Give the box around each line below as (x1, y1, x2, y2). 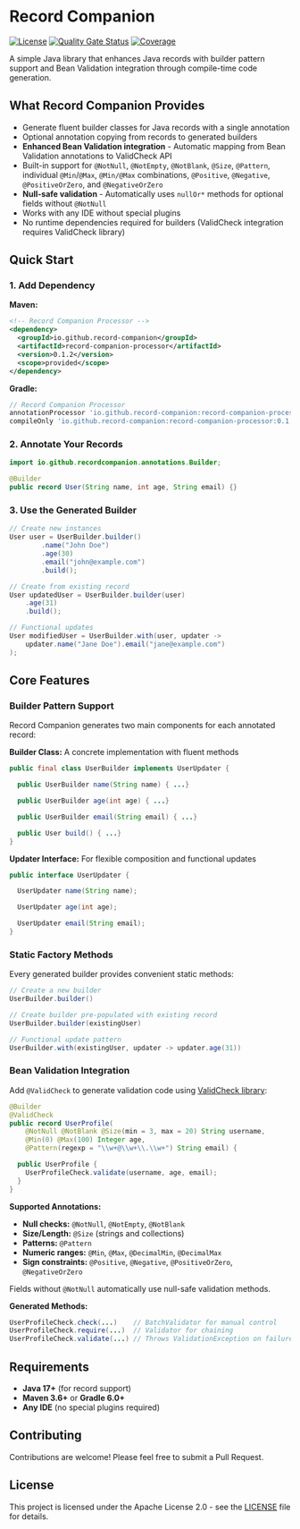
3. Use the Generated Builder (9, 504, 137, 516)
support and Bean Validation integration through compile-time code (9, 63, 257, 73)
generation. (9, 72, 52, 82)
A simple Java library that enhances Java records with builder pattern (9, 53, 265, 64)
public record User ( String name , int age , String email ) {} (9, 483, 238, 492)
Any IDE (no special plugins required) (21, 1402, 161, 1413)
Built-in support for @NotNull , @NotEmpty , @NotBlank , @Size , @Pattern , (21, 159, 271, 171)
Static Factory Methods (9, 948, 113, 961)
